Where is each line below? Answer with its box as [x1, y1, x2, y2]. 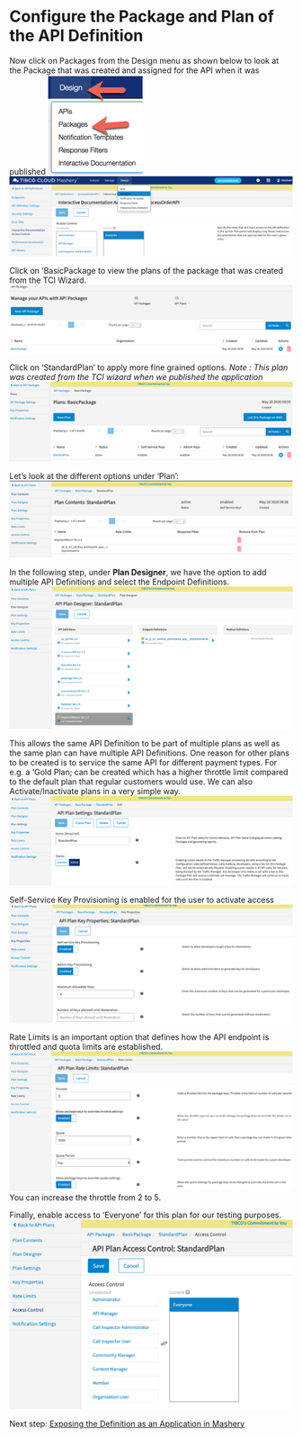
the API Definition [9, 25, 144, 46]
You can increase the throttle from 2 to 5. [9, 1192, 162, 1203]
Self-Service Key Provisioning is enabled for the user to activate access [9, 894, 274, 906]
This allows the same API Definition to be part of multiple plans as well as [9, 738, 280, 749]
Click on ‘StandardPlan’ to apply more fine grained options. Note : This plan [9, 362, 289, 373]
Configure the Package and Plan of [9, 6, 274, 27]
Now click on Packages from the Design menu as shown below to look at [9, 55, 280, 66]
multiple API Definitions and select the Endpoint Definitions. [9, 576, 230, 587]
